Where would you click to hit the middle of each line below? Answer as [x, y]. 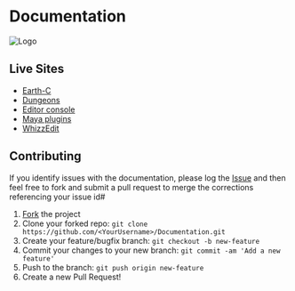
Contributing [45, 156]
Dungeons [41, 100]
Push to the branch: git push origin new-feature [113, 267]
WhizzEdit [40, 128]
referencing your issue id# [57, 197]
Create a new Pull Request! [72, 277]
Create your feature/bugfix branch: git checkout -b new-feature [141, 240]
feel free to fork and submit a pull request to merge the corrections [132, 187]
